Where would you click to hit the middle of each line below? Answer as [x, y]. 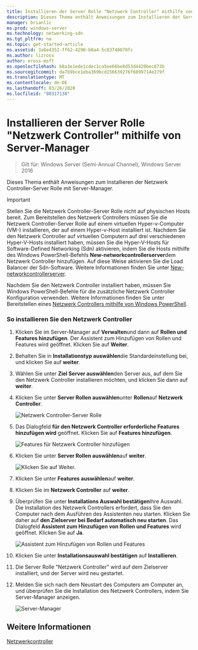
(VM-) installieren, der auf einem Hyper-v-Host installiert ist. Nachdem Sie [96, 230]
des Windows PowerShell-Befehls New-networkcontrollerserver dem [91, 255]
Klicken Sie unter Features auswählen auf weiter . [75, 479]
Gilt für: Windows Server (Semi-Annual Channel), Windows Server [101, 164]
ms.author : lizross [31, 55]
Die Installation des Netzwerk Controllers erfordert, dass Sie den [93, 507]
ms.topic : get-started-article [45, 45]
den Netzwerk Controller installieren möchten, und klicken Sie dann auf [101, 380]
